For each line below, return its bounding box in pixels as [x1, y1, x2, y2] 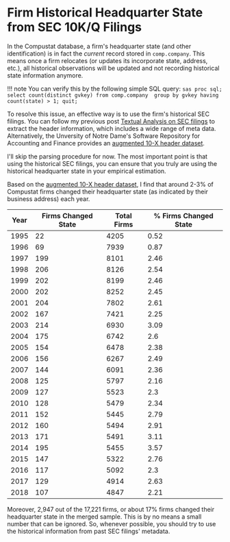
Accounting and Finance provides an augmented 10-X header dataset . [7, 139, 205, 147]
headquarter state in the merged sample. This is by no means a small [7, 512, 202, 521]
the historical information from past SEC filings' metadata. [7, 527, 170, 535]
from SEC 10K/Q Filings [7, 19, 142, 35]
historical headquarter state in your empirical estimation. [7, 167, 166, 175]
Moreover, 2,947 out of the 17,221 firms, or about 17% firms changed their [7, 505, 215, 513]
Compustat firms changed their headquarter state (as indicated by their [7, 187, 209, 196]
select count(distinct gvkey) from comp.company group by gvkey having [7, 91, 219, 99]
